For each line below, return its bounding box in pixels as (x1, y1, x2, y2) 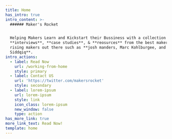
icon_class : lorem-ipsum (14, 102, 68, 107)
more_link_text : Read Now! (5, 121, 63, 126)
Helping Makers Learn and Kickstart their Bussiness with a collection (10, 35, 166, 41)
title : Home (5, 7, 31, 13)
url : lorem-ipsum (14, 92, 52, 98)
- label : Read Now (10, 59, 50, 64)
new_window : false (14, 107, 54, 112)
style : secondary (14, 83, 52, 88)
